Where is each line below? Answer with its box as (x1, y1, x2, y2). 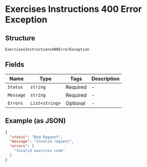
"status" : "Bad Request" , (9, 134, 63, 140)
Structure (5, 34, 36, 42)
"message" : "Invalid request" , (9, 139, 74, 144)
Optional (65, 99, 86, 106)
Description (91, 75, 120, 82)
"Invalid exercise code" (14, 148, 65, 154)
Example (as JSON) (5, 117, 66, 125)
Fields (5, 61, 25, 69)
